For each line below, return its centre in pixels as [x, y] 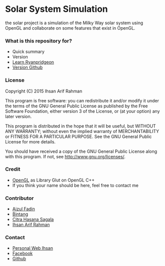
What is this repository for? [39, 41]
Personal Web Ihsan [33, 248]
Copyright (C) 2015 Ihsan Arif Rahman [44, 91]
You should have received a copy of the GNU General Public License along [81, 151]
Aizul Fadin [24, 209]
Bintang [20, 214]
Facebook [22, 254]
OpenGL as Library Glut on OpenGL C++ [53, 180]
